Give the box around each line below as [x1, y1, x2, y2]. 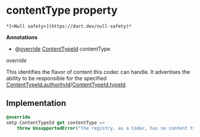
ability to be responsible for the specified [6, 74, 107, 82]
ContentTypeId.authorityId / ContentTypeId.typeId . [6, 81, 127, 88]
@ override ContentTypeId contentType [14, 45, 111, 52]
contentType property [6, 4, 118, 17]
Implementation [6, 98, 67, 108]
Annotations [6, 33, 37, 41]
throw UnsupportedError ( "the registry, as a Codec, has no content [17, 125, 187, 131]
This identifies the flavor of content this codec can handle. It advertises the [6, 68, 190, 75]
